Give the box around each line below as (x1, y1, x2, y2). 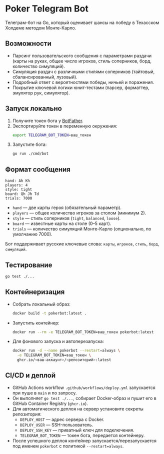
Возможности (5, 39, 51, 48)
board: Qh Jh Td (5, 191, 39, 196)
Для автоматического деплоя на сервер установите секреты (12, 405, 144, 411)
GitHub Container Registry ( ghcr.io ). (12, 400, 88, 406)
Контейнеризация (5, 288, 65, 296)
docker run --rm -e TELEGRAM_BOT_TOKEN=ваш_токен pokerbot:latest (12, 329, 154, 334)
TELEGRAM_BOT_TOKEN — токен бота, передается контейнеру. (19, 432, 145, 438)
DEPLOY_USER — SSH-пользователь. (19, 421, 93, 427)
